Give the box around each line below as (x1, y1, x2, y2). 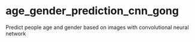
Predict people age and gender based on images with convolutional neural (5, 24, 189, 31)
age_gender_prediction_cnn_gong (5, 4, 179, 18)
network (5, 30, 26, 37)
